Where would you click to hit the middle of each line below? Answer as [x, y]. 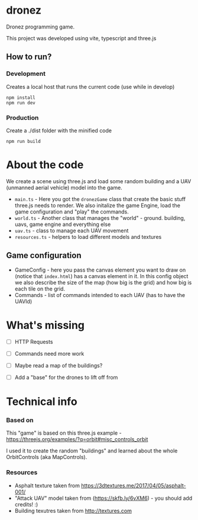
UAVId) [23, 301]
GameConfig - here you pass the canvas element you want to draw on [100, 270]
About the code [45, 165]
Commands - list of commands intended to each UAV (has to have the [100, 295]
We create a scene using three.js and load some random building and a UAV [99, 181]
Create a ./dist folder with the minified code [59, 130]
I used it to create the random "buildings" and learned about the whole [92, 451]
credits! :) [26, 504]
